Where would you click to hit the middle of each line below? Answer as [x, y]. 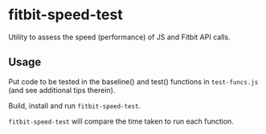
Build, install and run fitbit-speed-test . [75, 105]
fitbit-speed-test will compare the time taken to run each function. [121, 121]
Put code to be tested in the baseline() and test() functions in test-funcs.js [133, 81]
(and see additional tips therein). [62, 90]
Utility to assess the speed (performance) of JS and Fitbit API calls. [119, 37]
